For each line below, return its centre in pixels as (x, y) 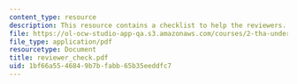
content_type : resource (53, 17)
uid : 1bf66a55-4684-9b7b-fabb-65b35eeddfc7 (91, 66)
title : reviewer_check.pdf (59, 58)
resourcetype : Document (53, 50)
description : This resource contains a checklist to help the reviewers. (148, 25)
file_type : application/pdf (61, 42)
